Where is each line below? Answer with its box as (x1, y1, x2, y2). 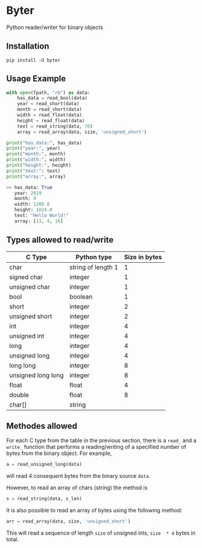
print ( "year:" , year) (6, 146, 61, 152)
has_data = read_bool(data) (17, 95, 87, 102)
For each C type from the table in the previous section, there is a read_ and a (6, 437, 197, 444)
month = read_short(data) (17, 106, 83, 112)
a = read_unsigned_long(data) (6, 462, 83, 468)
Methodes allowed (6, 421, 77, 431)
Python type (75, 253, 112, 261)
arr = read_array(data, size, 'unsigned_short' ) (6, 518, 131, 524)
